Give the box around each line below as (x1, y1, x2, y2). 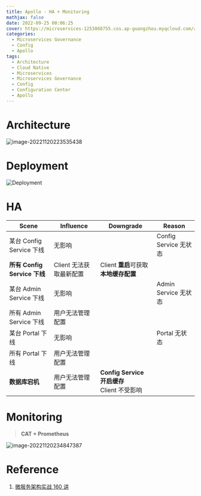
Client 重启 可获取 (100, 260, 148, 269)
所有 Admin (9, 308, 41, 317)
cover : (6, 25, 23, 32)
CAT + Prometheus (20, 430, 69, 437)
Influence (60, 221, 88, 230)
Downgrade (108, 221, 142, 230)
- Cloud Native (11, 64, 50, 71)
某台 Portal (9, 329, 40, 337)
